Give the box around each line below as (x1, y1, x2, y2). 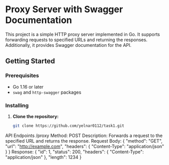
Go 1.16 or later (12, 84, 44, 90)
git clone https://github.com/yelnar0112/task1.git (12, 123, 124, 128)
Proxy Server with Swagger (5, 4, 123, 15)
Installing (5, 102, 29, 109)
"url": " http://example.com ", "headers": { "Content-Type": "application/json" (5, 143, 164, 149)
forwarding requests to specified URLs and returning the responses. (5, 37, 148, 43)
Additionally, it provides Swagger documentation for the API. (5, 42, 132, 48)
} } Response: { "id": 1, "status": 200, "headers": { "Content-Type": (5, 149, 144, 155)
